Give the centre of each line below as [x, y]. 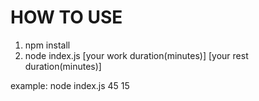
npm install [47, 45]
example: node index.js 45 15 [70, 85]
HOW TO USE [66, 17]
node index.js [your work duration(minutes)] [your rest [136, 55]
